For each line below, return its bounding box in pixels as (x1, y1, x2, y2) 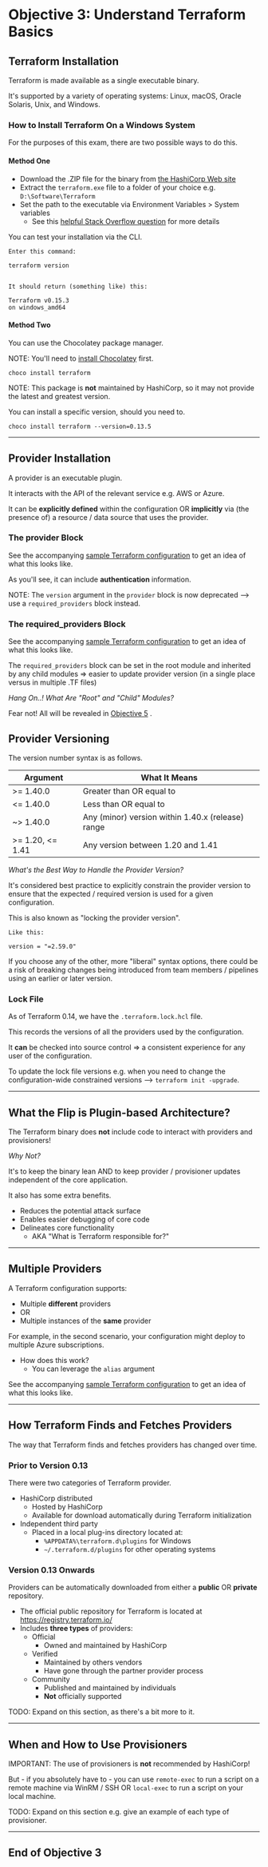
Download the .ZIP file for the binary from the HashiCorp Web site (19, 174, 237, 183)
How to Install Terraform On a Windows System (8, 119, 195, 130)
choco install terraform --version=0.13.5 (8, 422, 152, 430)
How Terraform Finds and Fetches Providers (8, 1418, 233, 1433)
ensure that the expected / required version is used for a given (8, 889, 214, 898)
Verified (31, 1649, 58, 1659)
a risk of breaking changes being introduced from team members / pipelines (8, 965, 259, 974)
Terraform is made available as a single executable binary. (8, 76, 199, 85)
